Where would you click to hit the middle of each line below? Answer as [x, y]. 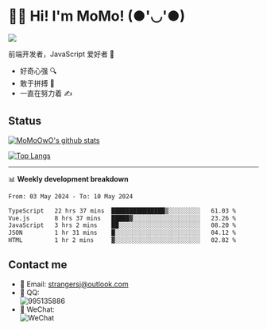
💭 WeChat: [37, 309]
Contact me [38, 265]
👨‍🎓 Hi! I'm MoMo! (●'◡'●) [97, 16]
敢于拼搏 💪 [37, 83]
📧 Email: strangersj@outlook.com [74, 284]
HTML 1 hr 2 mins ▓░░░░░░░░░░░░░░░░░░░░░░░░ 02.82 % [122, 240]
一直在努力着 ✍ [46, 93]
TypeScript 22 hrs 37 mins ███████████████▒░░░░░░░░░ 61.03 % [122, 211]
